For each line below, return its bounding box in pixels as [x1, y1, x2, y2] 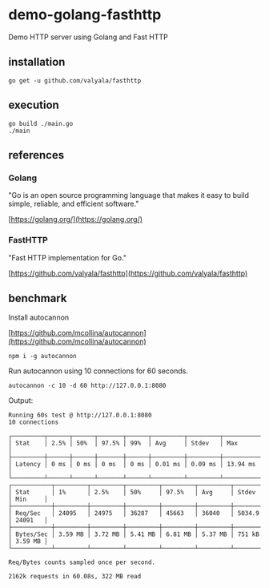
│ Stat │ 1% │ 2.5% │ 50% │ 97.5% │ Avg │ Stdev [8, 489, 256, 497]
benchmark [8, 291, 67, 305]
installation [8, 55, 66, 69]
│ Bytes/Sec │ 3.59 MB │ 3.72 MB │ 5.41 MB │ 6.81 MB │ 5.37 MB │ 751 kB [8, 530, 260, 538]
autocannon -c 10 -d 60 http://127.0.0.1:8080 [8, 382, 167, 390]
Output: [8, 396, 34, 405]
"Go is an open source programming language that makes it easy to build [8, 191, 250, 200]
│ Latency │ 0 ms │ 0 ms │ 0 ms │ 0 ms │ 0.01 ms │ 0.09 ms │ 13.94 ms [8, 461, 256, 469]
